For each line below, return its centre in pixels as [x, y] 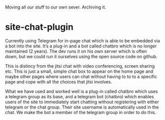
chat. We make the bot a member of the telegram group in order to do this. [81, 112]
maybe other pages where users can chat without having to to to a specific [81, 77]
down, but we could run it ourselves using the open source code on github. [81, 56]
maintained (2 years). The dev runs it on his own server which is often [76, 51]
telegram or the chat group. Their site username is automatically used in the [82, 107]
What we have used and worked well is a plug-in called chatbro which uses [82, 91]
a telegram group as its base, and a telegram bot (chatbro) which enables [80, 96]
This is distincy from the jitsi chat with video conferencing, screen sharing [80, 66]
